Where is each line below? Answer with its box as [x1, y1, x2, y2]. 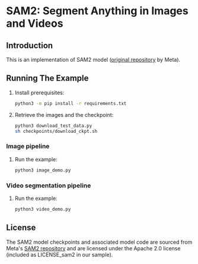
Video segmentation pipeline [6, 181, 91, 189]
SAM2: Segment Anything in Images [6, 4, 189, 18]
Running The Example [6, 73, 89, 84]
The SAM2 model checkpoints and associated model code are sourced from [6, 238, 193, 246]
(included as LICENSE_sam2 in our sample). [6, 251, 113, 258]
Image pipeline [6, 142, 50, 151]
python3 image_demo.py [14, 167, 71, 173]
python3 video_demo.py [14, 206, 71, 212]
